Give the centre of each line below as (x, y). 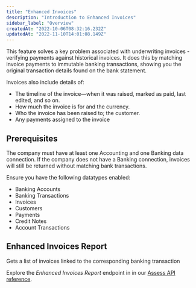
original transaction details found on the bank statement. (76, 70)
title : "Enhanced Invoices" (42, 12)
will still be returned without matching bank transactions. (77, 166)
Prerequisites (32, 138)
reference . (19, 279)
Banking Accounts (38, 189)
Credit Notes (31, 221)
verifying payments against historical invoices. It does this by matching (94, 58)
